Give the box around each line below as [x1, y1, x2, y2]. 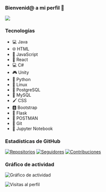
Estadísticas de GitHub [5, 138, 61, 145]
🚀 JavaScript [12, 51, 38, 57]
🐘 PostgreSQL [12, 86, 41, 92]
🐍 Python [12, 76, 31, 82]
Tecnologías [5, 27, 35, 34]
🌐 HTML [12, 46, 29, 52]
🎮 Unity [12, 69, 29, 75]
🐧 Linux [12, 82, 28, 87]
